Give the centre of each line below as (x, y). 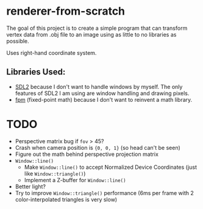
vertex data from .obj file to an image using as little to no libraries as (91, 34)
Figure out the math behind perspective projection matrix (87, 154)
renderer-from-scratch (66, 11)
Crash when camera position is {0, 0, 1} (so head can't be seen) (98, 147)
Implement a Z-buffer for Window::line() (75, 180)
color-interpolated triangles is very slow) (66, 199)
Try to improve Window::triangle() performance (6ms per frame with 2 (104, 193)
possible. (18, 41)
